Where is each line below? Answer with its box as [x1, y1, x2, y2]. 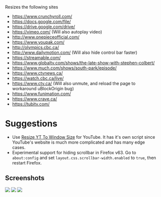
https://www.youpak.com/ [12, 39, 65, 45]
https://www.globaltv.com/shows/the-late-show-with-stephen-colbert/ [12, 60, 155, 66]
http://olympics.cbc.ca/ [12, 45, 59, 50]
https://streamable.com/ [12, 55, 61, 60]
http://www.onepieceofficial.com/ [12, 34, 80, 40]
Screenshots [5, 174, 45, 182]
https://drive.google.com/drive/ [12, 24, 75, 30]
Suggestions [5, 118, 57, 129]
